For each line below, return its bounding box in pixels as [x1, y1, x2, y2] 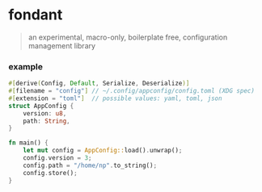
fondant [8, 6, 63, 24]
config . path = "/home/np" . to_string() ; [23, 161, 158, 169]
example [8, 61, 43, 72]
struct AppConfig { [8, 102, 74, 110]
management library [27, 40, 95, 50]
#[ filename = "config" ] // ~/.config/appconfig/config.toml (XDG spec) [8, 87, 255, 95]
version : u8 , [23, 109, 67, 118]
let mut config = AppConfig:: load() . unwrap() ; [23, 147, 183, 155]
